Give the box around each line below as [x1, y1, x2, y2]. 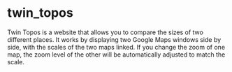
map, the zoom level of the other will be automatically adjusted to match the [7, 50, 226, 59]
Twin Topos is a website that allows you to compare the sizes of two [7, 28, 204, 36]
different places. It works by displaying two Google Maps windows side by [7, 35, 222, 43]
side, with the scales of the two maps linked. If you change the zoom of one [7, 43, 226, 51]
